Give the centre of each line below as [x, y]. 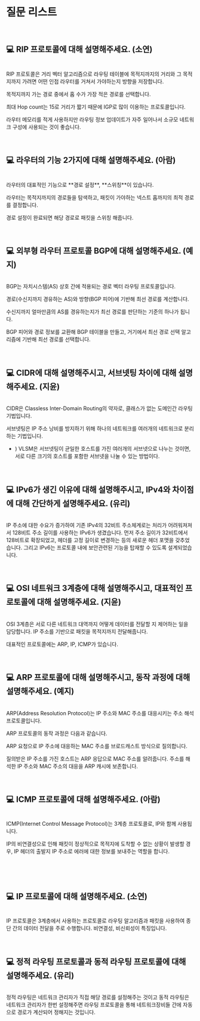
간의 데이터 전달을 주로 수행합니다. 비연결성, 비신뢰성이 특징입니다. [90, 928]
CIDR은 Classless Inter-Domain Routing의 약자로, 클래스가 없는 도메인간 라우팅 [99, 408]
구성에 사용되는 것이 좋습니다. [47, 127]
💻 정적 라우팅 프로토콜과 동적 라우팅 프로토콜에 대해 [96, 962]
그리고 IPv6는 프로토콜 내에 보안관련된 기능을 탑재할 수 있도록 [95, 548]
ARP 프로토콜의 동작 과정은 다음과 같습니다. [57, 733]
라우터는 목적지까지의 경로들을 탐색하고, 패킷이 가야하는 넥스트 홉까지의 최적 [95, 197]
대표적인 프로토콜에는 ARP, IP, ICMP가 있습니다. [62, 644]
